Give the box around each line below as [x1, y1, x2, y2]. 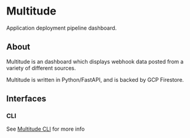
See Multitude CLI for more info [6, 125, 85, 133]
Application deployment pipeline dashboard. [6, 24, 117, 31]
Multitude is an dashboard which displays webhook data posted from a [6, 57, 184, 65]
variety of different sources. [6, 64, 76, 71]
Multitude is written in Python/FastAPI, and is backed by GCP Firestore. [6, 76, 184, 83]
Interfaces [6, 94, 47, 104]
